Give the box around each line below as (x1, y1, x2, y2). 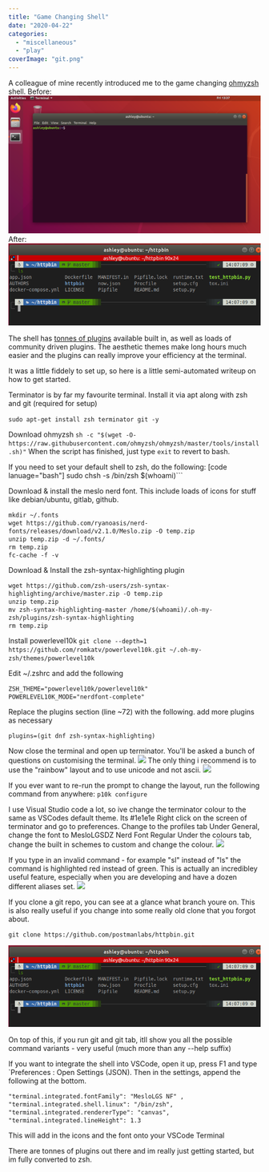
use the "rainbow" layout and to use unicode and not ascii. (8, 765, 202, 775)
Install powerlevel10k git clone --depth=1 (8, 635, 147, 645)
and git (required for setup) (8, 398, 98, 408)
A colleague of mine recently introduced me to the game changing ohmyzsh (8, 79, 259, 87)
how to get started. (8, 374, 71, 384)
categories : (8, 30, 48, 38)
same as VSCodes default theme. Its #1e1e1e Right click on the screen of (8, 813, 247, 823)
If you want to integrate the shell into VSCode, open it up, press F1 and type (8, 1058, 258, 1069)
